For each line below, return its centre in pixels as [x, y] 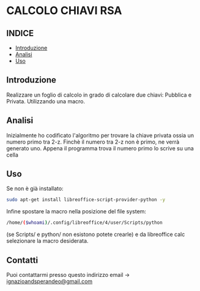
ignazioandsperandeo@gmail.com [50, 281]
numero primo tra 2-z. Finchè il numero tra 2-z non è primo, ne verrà [93, 142]
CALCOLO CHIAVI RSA [64, 11]
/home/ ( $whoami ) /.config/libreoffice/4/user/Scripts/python [85, 223]
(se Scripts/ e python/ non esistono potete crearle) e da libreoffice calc [96, 234]
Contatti [22, 260]
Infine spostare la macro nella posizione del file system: [76, 212]
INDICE [20, 33]
